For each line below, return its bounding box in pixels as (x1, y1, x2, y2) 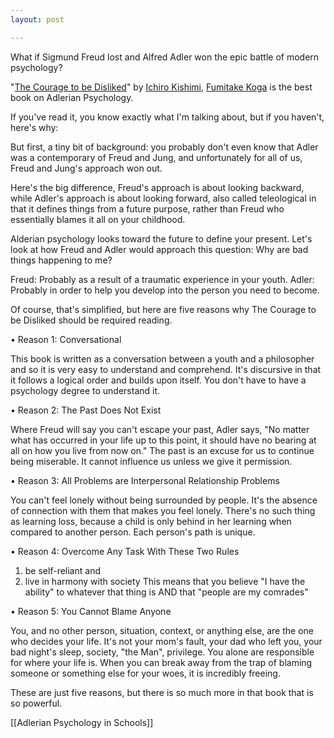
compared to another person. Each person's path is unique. (10, 526, 256, 538)
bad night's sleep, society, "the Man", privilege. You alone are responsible (10, 646, 315, 658)
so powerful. (10, 697, 63, 709)
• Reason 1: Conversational (10, 333, 122, 345)
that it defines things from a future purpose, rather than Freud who (10, 202, 285, 215)
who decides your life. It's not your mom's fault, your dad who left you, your (10, 635, 323, 647)
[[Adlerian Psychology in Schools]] (10, 716, 154, 728)
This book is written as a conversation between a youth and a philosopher (10, 352, 315, 365)
